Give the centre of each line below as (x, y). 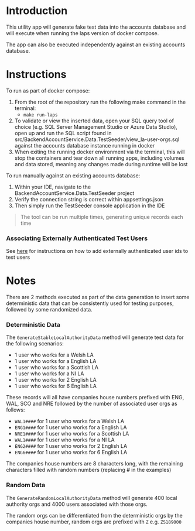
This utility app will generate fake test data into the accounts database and (96, 27)
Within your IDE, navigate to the (53, 187)
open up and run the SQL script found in (63, 133)
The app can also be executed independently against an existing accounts (96, 44)
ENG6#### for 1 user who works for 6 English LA (71, 453)
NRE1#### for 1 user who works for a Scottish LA (72, 434)
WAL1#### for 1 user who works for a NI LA (65, 440)
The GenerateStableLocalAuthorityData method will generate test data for (95, 337)
